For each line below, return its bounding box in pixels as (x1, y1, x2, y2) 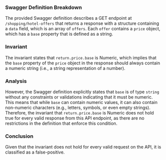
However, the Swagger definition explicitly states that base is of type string (5, 89, 160, 95)
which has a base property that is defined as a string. (5, 31, 113, 37)
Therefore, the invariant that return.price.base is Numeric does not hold (5, 109, 154, 115)
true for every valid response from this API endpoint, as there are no (5, 115, 145, 121)
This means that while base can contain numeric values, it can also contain (5, 99, 158, 105)
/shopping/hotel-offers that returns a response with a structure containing (5, 20, 159, 26)
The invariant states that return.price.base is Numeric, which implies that (5, 54, 157, 60)
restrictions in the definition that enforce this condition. (5, 120, 118, 126)
